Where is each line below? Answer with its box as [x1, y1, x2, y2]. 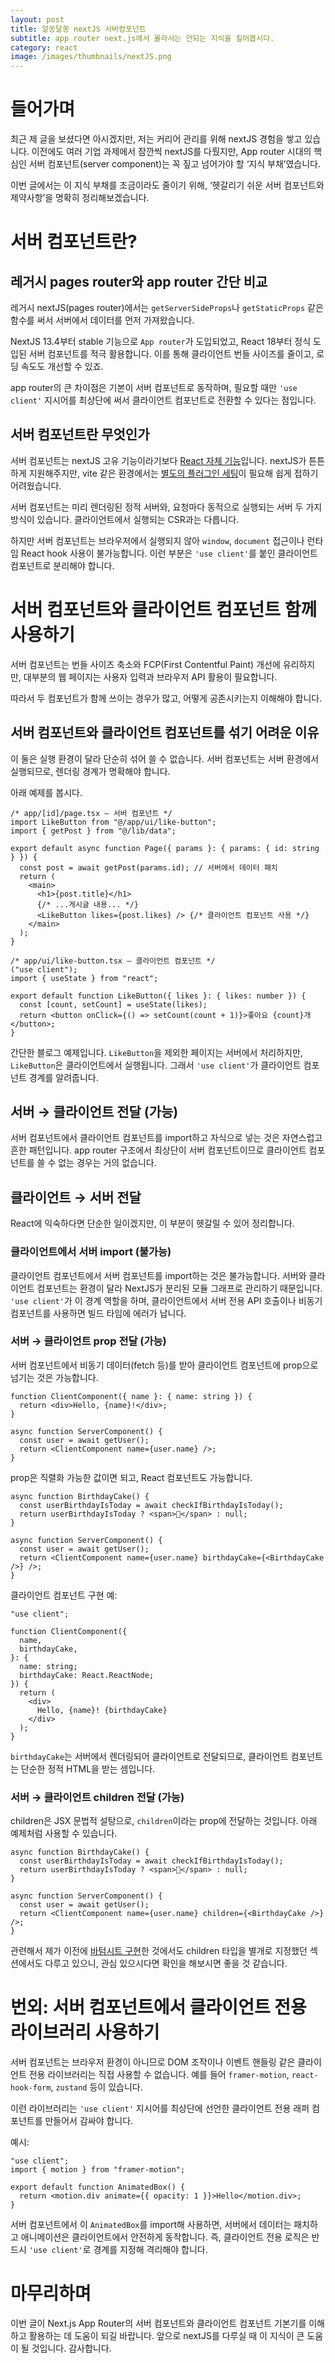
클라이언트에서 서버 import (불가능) [10, 1245, 172, 1259]
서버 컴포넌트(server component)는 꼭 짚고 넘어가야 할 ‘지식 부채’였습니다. [28, 158, 321, 170]
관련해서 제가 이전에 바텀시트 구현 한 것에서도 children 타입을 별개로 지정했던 [10, 1945, 308, 1957]
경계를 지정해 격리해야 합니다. [93, 2244, 208, 2256]
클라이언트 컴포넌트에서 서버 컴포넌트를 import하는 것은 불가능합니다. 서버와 [10, 1269, 307, 1281]
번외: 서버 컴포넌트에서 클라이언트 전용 [10, 1996, 307, 2019]
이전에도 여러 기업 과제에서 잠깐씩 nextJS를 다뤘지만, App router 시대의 [31, 146, 312, 158]
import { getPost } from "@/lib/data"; [10, 826, 177, 836]
